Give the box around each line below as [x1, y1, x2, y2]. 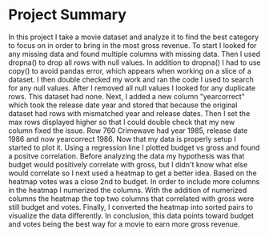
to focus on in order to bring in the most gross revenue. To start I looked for [8, 40, 257, 50]
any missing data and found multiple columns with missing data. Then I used [8, 49, 261, 58]
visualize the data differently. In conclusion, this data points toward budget [8, 211, 255, 220]
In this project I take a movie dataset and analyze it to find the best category [8, 32, 259, 42]
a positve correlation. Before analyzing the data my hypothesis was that [8, 151, 245, 161]
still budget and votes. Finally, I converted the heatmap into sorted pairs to [8, 202, 254, 211]
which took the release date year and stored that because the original [8, 100, 238, 110]
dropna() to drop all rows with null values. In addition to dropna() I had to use [8, 58, 261, 67]
